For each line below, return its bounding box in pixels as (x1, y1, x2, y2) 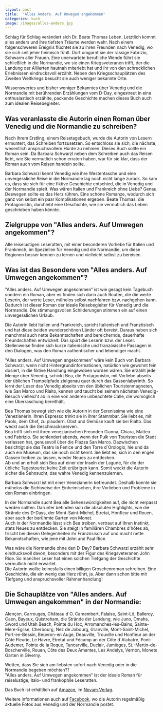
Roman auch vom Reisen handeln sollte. (5, 161, 85, 167)
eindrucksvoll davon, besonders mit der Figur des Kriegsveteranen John (5, 550, 150, 556)
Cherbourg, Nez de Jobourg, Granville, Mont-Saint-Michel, (31, 626, 149, 632)
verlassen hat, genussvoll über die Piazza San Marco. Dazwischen (5, 439, 138, 445)
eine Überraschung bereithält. (5, 398, 65, 404)
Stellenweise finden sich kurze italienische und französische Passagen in (5, 342, 152, 348)
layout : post (5, 7, 32, 12)
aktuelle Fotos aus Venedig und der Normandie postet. (5, 701, 114, 707)
